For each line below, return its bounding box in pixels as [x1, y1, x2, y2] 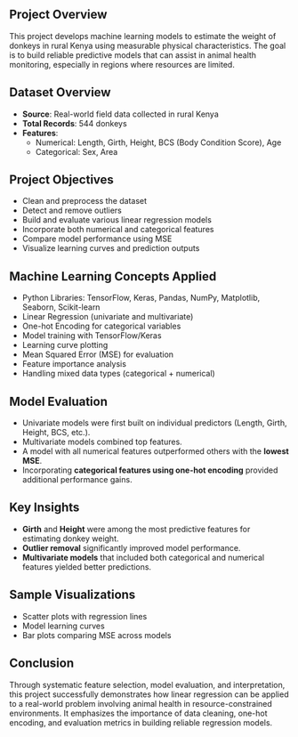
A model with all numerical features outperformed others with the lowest [21, 446, 289, 457]
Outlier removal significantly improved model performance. [21, 542, 241, 553]
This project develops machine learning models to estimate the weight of [9, 30, 277, 41]
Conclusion [9, 656, 75, 671]
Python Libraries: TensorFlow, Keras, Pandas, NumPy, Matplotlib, [21, 293, 261, 304]
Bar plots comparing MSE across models [21, 629, 172, 640]
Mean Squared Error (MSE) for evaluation [21, 349, 174, 360]
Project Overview [9, 7, 108, 22]
